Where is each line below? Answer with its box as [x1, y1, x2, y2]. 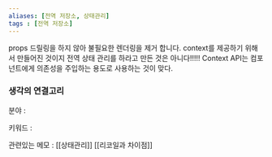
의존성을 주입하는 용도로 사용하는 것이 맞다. [36, 63, 173, 73]
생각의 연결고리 [8, 85, 65, 97]
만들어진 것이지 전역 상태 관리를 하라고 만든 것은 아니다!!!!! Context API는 [16, 53, 249, 63]
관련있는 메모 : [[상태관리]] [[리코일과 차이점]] [8, 140, 153, 150]
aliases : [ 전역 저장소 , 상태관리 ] [8, 11, 110, 20]
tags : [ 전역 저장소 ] [8, 20, 73, 28]
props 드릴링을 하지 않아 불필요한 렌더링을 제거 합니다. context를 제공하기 [8, 42, 244, 53]
